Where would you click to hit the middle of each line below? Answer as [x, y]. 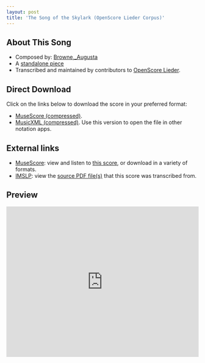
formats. [26, 169]
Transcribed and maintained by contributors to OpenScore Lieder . [98, 70]
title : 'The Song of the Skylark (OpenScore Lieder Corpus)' [86, 18]
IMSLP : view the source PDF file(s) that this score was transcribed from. [106, 175]
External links [33, 148]
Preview [22, 195]
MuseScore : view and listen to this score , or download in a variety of [101, 163]
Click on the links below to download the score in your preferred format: [97, 104]
